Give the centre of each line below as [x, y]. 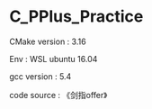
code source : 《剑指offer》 [58, 95]
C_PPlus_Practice [76, 17]
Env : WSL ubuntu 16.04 [54, 59]
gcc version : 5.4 [40, 76]
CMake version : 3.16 [48, 41]
